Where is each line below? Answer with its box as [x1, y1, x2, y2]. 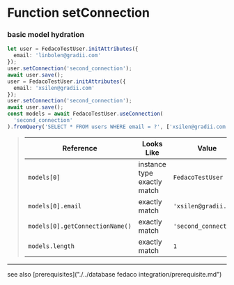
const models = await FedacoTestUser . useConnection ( [7, 110, 164, 118]
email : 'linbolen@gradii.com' [13, 52, 101, 59]
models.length [27, 242, 75, 250]
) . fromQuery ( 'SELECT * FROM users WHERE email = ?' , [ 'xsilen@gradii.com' [7, 123, 229, 130]
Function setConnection [7, 5, 150, 21]
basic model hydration [7, 30, 85, 40]
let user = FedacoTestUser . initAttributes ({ [7, 45, 139, 53]
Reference [62, 143, 97, 153]
